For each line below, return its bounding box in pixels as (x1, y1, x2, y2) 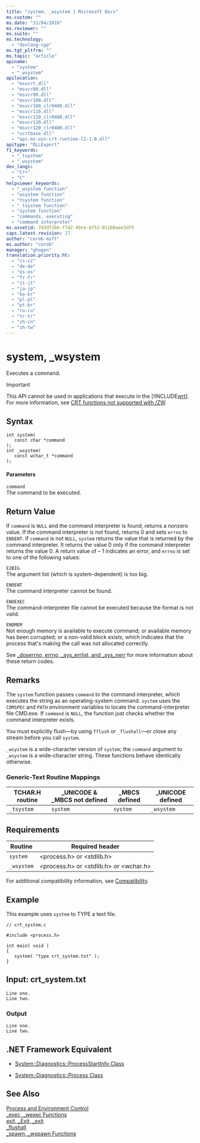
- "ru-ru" (11, 308, 36, 314)
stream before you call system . (6, 734, 80, 742)
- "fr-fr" (11, 275, 36, 281)
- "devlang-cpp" (11, 42, 52, 48)
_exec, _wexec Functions (6, 1111, 67, 1118)
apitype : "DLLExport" (6, 141, 60, 148)
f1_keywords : (6, 147, 39, 153)
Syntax (6, 416, 33, 426)
